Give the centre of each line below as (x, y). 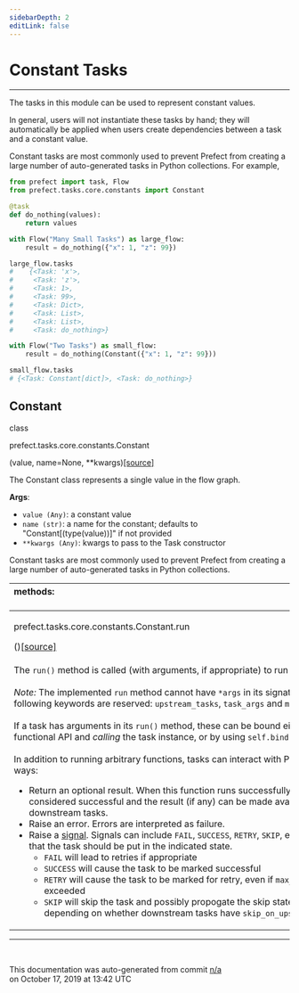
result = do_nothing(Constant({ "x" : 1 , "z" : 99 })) (121, 354)
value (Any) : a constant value (77, 514)
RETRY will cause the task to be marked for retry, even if (159, 879)
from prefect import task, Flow (69, 182)
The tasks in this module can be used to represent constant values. (133, 103)
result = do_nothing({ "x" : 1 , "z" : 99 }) (101, 247)
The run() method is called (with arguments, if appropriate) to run (151, 669)
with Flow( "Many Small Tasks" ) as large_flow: (97, 239)
